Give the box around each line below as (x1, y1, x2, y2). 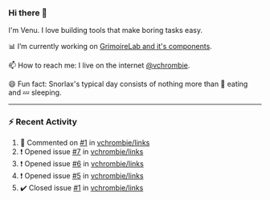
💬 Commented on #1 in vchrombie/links (19, 137, 150, 147)
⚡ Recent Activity (8, 116, 78, 128)
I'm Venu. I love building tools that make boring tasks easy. (8, 26, 203, 35)
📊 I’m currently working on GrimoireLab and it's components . (8, 42, 213, 51)
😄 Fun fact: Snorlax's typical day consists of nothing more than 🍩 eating (8, 80, 248, 89)
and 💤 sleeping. (8, 88, 62, 97)
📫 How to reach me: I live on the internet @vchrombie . (8, 60, 190, 71)
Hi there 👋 (8, 7, 48, 18)
